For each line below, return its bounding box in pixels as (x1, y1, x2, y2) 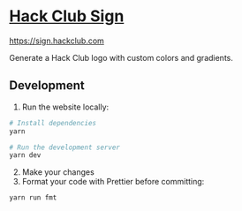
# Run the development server (9, 143, 121, 152)
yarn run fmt (9, 193, 57, 202)
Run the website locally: (21, 102, 110, 112)
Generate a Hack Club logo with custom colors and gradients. (9, 52, 234, 63)
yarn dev (9, 151, 42, 160)
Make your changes (21, 167, 95, 177)
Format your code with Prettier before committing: (21, 177, 205, 187)
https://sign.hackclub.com (9, 35, 104, 46)
